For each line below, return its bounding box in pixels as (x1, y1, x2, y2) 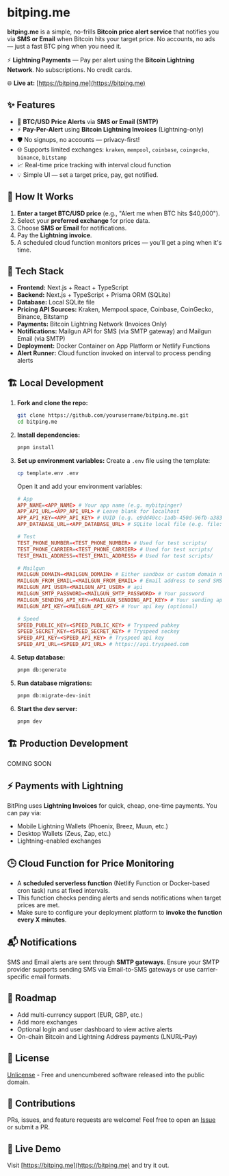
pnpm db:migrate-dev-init (16, 692, 91, 699)
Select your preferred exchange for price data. (16, 216, 150, 224)
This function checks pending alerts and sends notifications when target (16, 893, 221, 902)
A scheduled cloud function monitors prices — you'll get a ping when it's (16, 238, 222, 246)
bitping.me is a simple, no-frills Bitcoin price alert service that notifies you (7, 27, 219, 36)
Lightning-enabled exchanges (16, 837, 102, 845)
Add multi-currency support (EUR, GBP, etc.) (16, 1010, 144, 1019)
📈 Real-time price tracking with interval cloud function (16, 160, 172, 169)
